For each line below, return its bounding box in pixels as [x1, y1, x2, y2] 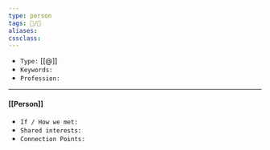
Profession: [19, 75, 60, 83]
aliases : [8, 26, 38, 34]
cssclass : [8, 34, 42, 43]
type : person [8, 11, 52, 20]
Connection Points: [19, 136, 86, 144]
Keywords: [19, 66, 54, 75]
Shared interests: [19, 127, 82, 135]
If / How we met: [19, 118, 79, 127]
